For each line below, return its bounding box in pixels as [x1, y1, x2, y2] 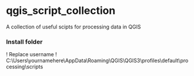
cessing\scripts [6, 63, 43, 70]
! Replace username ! [6, 51, 57, 58]
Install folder [6, 38, 43, 46]
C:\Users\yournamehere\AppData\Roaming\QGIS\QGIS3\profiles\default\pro [6, 57, 189, 64]
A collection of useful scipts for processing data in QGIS [6, 23, 141, 30]
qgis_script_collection [6, 4, 116, 17]
